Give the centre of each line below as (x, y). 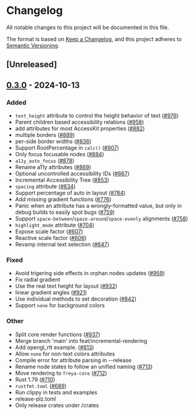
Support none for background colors (60, 305)
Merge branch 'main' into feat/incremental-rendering (81, 340)
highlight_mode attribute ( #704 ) (55, 225)
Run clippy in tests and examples (56, 392)
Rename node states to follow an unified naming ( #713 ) (84, 367)
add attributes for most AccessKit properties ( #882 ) (80, 128)
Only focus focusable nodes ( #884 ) (59, 154)
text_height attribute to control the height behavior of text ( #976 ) (97, 116)
